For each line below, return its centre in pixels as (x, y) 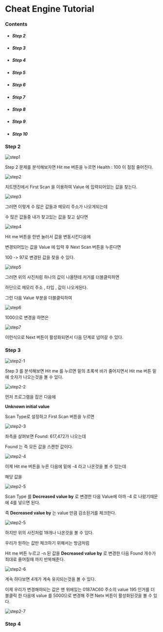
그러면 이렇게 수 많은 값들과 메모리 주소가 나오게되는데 (56, 207)
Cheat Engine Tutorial (50, 9)
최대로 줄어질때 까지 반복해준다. (35, 559)
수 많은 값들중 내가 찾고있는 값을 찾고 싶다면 (47, 217)
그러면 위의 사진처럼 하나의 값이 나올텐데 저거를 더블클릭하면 (62, 277)
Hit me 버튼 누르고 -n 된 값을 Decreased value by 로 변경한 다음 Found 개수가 (81, 553)
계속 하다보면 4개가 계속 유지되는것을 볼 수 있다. (51, 579)
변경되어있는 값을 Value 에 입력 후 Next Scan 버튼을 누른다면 (63, 247)
